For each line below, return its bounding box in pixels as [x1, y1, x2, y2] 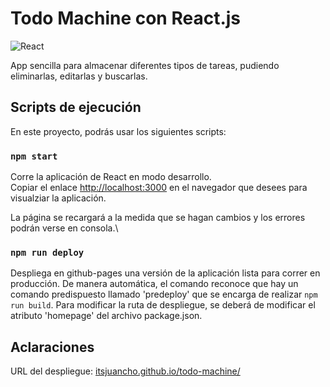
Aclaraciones [10, 338, 95, 356]
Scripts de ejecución [10, 99, 142, 116]
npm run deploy [10, 247, 85, 258]
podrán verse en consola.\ [10, 222, 119, 234]
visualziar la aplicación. [10, 192, 107, 204]
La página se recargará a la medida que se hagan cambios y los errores [10, 212, 306, 224]
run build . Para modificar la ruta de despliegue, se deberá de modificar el [10, 299, 316, 311]
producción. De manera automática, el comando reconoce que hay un [10, 278, 299, 290]
